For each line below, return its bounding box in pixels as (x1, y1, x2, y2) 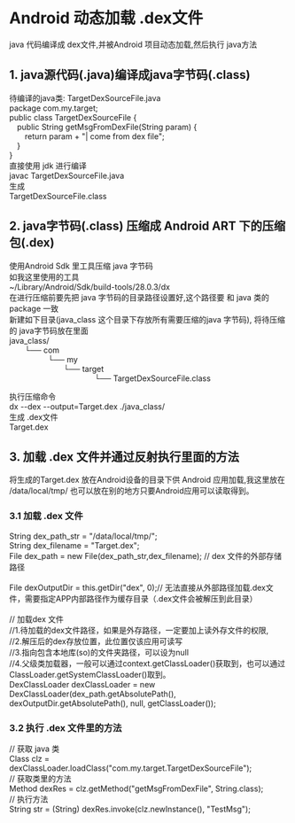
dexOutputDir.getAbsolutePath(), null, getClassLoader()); (9, 697, 217, 709)
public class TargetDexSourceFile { (9, 112, 137, 122)
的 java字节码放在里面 (9, 325, 89, 336)
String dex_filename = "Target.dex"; (9, 540, 140, 550)
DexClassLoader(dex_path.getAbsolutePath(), (9, 688, 177, 699)
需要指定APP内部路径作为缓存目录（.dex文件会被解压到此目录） (24, 593, 258, 603)
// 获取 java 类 (9, 743, 60, 754)
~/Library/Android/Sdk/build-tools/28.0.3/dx (9, 281, 171, 292)
